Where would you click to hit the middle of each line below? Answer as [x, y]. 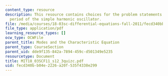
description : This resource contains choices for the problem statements [84, 14]
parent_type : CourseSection [34, 47]
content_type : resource [30, 10]
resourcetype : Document [30, 56]
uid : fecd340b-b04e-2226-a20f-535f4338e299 [51, 65]
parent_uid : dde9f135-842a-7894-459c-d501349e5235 [59, 51]
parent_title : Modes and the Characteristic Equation [62, 42]
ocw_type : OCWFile [24, 38]
